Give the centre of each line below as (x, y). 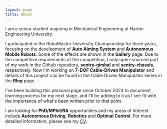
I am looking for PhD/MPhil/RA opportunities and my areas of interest (77, 111)
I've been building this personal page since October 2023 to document (78, 90)
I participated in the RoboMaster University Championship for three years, (81, 43)
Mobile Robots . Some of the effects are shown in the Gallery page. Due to (82, 54)
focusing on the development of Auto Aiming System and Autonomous (79, 49)
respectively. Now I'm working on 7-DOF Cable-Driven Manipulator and (79, 70)
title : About (19, 14)
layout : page (19, 10)
